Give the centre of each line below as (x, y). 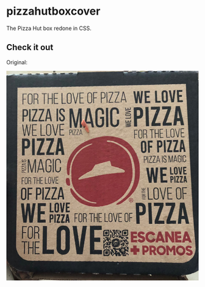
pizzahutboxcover (53, 11)
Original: (17, 62)
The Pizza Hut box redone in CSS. (49, 28)
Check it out (30, 47)
